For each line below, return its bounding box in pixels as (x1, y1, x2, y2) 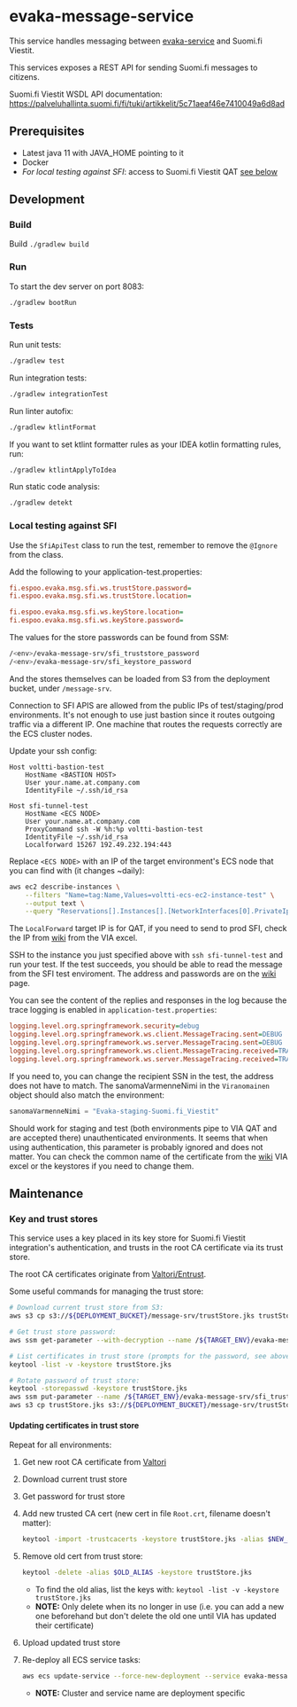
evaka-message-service (9, 6, 194, 27)
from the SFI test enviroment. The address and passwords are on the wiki (9, 968, 277, 979)
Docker (21, 157, 49, 168)
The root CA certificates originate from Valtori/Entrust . (9, 1269, 207, 1280)
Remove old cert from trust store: (21, 1551, 143, 1562)
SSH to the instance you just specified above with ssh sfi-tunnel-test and (9, 950, 284, 960)
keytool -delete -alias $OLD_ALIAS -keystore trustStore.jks (21, 1568, 253, 1578)
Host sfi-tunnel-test (9, 801, 89, 810)
